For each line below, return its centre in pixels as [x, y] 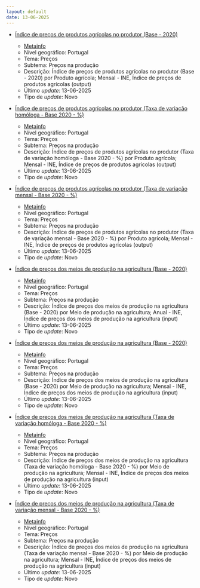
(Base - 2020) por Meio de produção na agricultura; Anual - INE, [103, 312]
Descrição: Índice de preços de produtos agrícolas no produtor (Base [109, 71]
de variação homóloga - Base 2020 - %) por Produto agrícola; [100, 158]
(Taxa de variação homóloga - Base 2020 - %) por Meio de [97, 466]
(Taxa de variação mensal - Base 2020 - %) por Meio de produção [106, 553]
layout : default [26, 12]
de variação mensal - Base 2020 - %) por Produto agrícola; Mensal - [108, 238]
